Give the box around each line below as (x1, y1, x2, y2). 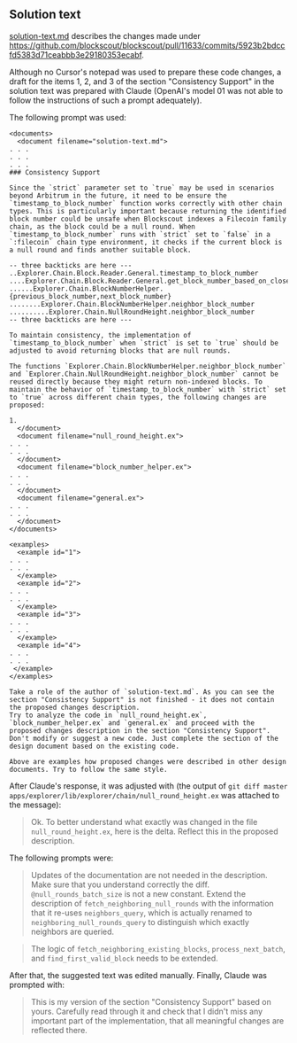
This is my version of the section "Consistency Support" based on (30, 996, 272, 1007)
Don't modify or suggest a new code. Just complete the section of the (9, 734, 278, 743)
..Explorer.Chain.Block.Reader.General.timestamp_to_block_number (9, 269, 259, 277)
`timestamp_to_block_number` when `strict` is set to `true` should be (9, 339, 278, 347)
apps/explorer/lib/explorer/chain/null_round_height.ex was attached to (9, 790, 280, 800)
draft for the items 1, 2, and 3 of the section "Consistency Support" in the (9, 75, 275, 87)
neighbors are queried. (30, 926, 115, 937)
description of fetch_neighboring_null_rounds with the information (30, 898, 274, 908)
